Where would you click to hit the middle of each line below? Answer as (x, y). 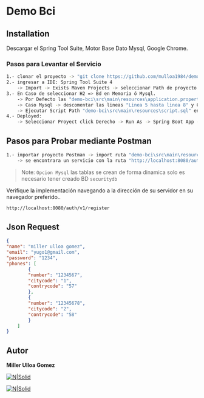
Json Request (33, 227)
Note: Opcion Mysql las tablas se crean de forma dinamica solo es (103, 172)
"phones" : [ (21, 264)
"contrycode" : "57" (53, 286)
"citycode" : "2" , (50, 309)
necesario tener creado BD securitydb (69, 178)
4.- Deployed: (24, 116)
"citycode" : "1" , (50, 281)
